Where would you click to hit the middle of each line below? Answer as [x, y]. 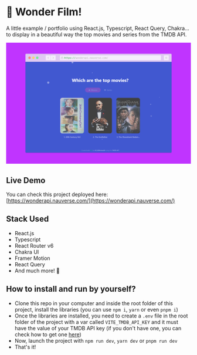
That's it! [25, 347]
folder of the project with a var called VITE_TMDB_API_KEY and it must [96, 322]
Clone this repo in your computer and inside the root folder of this [94, 303]
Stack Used [28, 219]
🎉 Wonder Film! [44, 12]
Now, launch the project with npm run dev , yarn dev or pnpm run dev [96, 340]
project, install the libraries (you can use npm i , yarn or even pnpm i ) [96, 309]
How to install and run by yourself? [71, 289]
